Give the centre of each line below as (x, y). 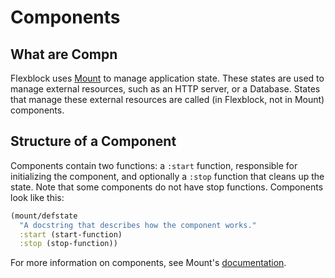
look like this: (37, 197)
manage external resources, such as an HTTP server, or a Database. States (165, 89)
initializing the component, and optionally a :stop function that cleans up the (167, 176)
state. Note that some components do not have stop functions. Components (167, 187)
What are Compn (64, 54)
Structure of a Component (93, 141)
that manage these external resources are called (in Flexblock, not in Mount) (167, 99)
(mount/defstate (44, 216)
